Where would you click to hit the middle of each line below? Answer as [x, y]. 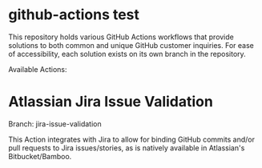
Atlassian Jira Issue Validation [111, 102]
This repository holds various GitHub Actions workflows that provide [121, 37]
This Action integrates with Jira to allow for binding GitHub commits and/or [131, 139]
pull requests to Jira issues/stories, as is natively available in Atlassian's [127, 148]
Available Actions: [38, 69]
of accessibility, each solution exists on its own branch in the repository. [127, 54]
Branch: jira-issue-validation [55, 124]
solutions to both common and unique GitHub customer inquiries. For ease [131, 45]
